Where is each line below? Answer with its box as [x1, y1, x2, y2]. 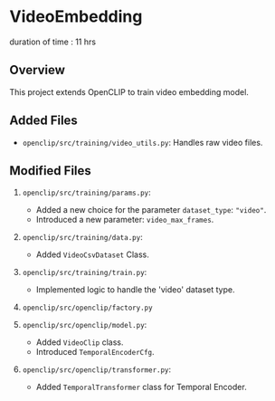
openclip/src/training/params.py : [22, 187, 151, 198]
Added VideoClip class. [35, 337, 124, 348]
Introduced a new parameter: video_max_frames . [35, 215, 214, 225]
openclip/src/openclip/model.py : [22, 320, 147, 330]
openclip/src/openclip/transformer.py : [22, 364, 172, 375]
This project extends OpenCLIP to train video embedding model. [9, 86, 249, 97]
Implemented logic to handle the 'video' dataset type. [35, 284, 235, 295]
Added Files [9, 113, 79, 129]
